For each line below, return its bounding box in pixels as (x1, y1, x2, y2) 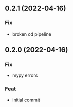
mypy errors (12, 72, 38, 78)
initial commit (12, 97, 40, 103)
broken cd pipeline (12, 31, 51, 37)
